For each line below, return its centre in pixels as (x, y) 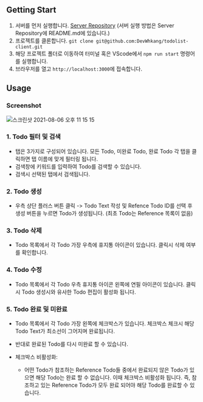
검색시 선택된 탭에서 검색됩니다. (52, 174)
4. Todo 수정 (24, 270)
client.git (29, 47)
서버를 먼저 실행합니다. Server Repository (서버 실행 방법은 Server (95, 25)
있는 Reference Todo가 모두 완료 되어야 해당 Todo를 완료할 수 (114, 385)
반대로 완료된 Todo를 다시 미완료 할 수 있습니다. (72, 344)
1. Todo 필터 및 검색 (33, 137)
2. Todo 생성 (24, 191)
